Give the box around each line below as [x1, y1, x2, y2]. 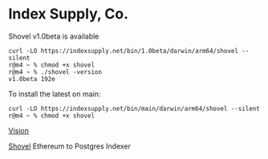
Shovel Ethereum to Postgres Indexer [8, 141, 131, 151]
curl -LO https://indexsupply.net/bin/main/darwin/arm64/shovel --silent [8, 104, 261, 112]
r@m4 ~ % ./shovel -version [8, 67, 103, 76]
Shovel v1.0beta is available [8, 31, 99, 41]
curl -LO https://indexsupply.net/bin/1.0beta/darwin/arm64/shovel [8, 47, 239, 55]
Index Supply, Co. [8, 5, 129, 23]
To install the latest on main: [8, 89, 101, 99]
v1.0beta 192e [8, 75, 56, 83]
